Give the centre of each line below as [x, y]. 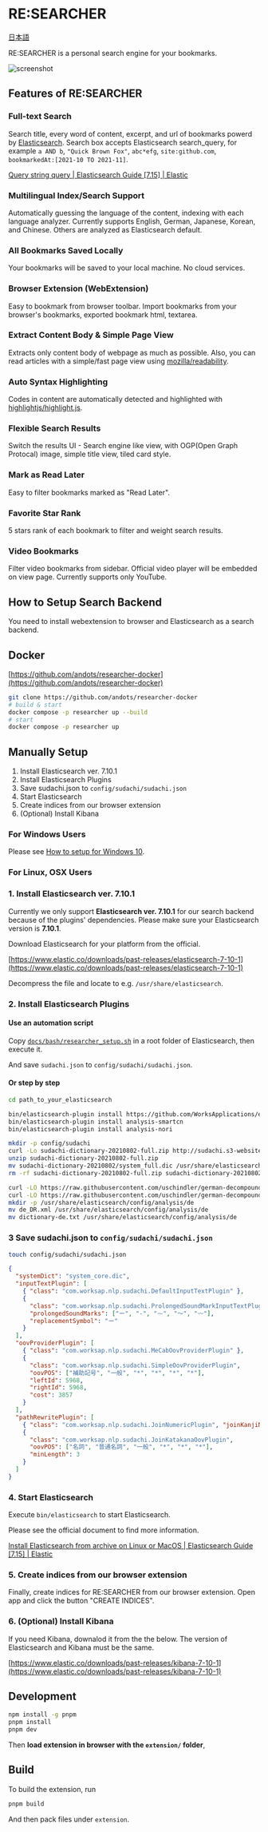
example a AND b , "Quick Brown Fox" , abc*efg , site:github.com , [112, 151]
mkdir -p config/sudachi [49, 1143]
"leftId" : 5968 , [56, 1380]
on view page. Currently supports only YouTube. [88, 577]
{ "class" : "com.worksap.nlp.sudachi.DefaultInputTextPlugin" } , [134, 1291]
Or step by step [34, 1083]
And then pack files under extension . [69, 1819]
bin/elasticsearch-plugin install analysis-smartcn [96, 1122]
